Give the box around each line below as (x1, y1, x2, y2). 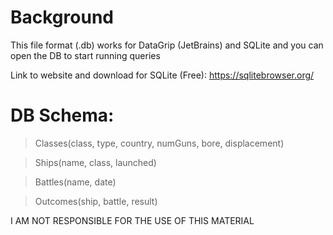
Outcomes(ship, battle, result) (34, 195, 158, 207)
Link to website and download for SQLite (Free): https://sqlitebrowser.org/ (10, 69, 315, 81)
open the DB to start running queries (10, 49, 161, 61)
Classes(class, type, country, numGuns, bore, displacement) (34, 137, 285, 149)
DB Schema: (10, 104, 115, 127)
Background (10, 6, 114, 29)
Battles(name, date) (34, 176, 117, 188)
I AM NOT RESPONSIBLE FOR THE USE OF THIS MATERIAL (10, 214, 255, 226)
